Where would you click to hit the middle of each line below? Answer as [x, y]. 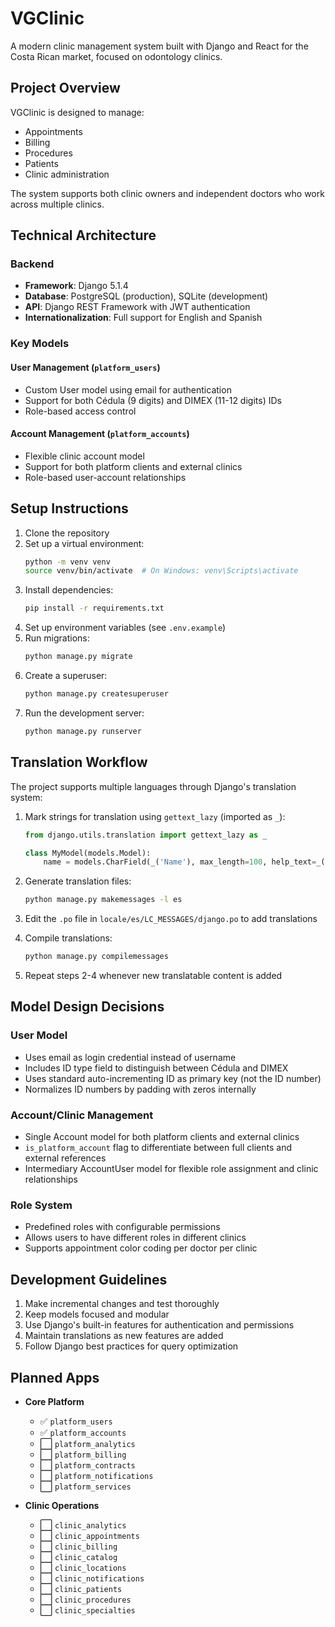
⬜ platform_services [85, 1486]
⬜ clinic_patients [81, 1588]
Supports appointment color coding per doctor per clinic [141, 1248]
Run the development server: [84, 713]
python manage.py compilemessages [96, 957]
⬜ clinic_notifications [92, 1578]
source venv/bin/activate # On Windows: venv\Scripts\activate [161, 571]
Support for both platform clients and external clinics [133, 466]
